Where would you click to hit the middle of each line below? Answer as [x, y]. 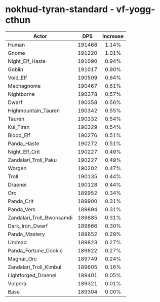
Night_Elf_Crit [24, 152]
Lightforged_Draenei [32, 275]
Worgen [17, 168]
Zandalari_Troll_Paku [32, 160]
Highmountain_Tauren [34, 110]
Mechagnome [24, 86]
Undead [17, 242]
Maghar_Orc [22, 258]
